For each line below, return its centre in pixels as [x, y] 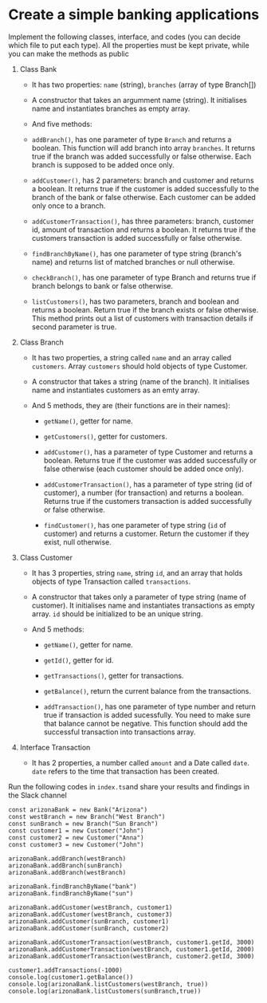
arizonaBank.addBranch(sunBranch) [66, 865]
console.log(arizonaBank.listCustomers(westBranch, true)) [108, 984]
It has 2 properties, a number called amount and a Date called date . [140, 762]
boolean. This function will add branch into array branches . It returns [143, 147]
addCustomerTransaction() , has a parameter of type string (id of [148, 484]
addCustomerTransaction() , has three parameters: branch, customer [143, 221]
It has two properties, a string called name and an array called [132, 357]
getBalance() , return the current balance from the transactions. [147, 690]
